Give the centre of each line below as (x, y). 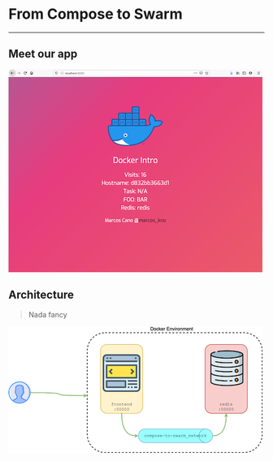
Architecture (41, 295)
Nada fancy (48, 314)
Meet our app (43, 54)
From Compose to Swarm (95, 14)
